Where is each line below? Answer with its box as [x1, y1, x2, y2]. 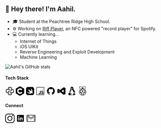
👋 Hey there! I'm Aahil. [5, 5, 76, 13]
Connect [5, 102, 24, 108]
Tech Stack [5, 75, 29, 81]
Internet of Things [19, 38, 57, 44]
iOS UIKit [19, 43, 39, 50]
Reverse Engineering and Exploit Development [19, 49, 115, 55]
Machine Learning [19, 54, 57, 60]
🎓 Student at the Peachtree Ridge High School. [12, 18, 111, 24]
